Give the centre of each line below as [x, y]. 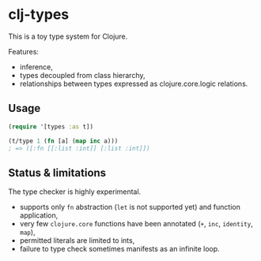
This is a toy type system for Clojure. [68, 36]
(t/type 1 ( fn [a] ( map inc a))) [63, 141]
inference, [36, 67]
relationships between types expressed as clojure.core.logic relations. [134, 84]
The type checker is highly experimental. [75, 192]
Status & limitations [57, 172]
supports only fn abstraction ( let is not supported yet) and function [130, 207]
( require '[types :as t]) [51, 127]
